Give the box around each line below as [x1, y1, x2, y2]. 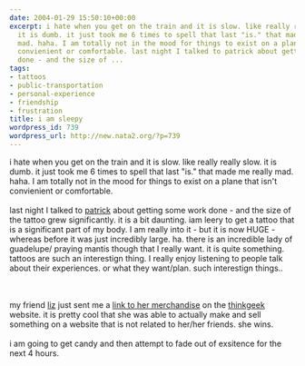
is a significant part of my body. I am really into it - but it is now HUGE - [9, 223, 275, 234]
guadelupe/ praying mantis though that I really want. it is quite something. [9, 242, 285, 254]
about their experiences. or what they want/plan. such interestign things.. [9, 262, 283, 273]
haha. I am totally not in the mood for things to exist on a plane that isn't [9, 175, 278, 186]
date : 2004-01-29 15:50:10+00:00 [9, 13, 136, 23]
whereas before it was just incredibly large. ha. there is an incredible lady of [9, 233, 293, 244]
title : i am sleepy [9, 114, 84, 124]
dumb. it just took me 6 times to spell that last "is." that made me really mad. [9, 165, 294, 177]
